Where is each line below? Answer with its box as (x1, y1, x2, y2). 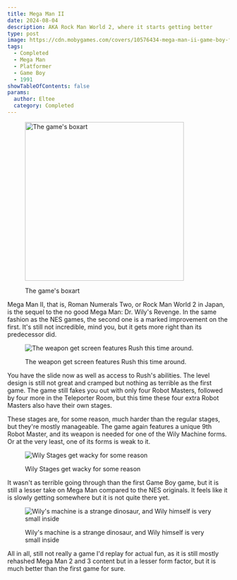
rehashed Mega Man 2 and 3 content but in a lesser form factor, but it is (7, 557, 217, 565)
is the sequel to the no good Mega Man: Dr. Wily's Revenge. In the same (7, 308, 217, 316)
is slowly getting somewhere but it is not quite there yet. (7, 493, 170, 502)
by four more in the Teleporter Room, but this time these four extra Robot (7, 393, 219, 402)
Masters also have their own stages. (7, 401, 113, 409)
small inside (25, 536, 60, 544)
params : (7, 89, 30, 96)
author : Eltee (13, 96, 55, 103)
